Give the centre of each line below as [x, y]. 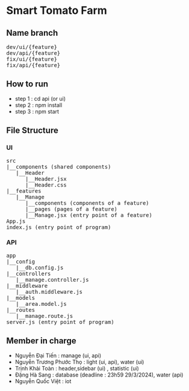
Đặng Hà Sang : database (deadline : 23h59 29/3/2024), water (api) [99, 375]
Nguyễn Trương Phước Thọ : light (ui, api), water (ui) [79, 362]
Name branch [32, 33]
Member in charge [41, 341]
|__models [20, 298]
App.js [16, 221]
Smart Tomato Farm [57, 11]
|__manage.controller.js [52, 280]
